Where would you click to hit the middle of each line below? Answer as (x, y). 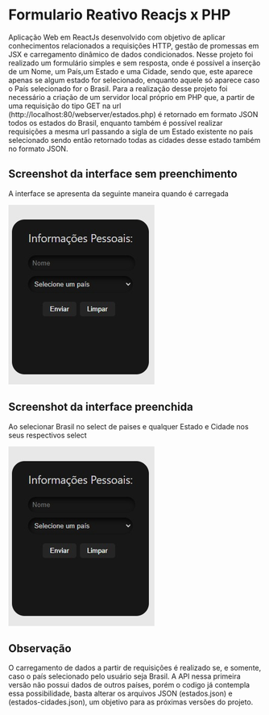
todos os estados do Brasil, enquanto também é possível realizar (116, 123)
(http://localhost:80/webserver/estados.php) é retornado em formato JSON (133, 114)
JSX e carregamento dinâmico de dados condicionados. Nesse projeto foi (131, 54)
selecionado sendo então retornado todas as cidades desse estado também (134, 140)
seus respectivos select (48, 435)
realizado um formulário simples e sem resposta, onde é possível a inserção (134, 63)
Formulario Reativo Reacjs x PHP (120, 15)
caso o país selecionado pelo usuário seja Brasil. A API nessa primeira (125, 676)
